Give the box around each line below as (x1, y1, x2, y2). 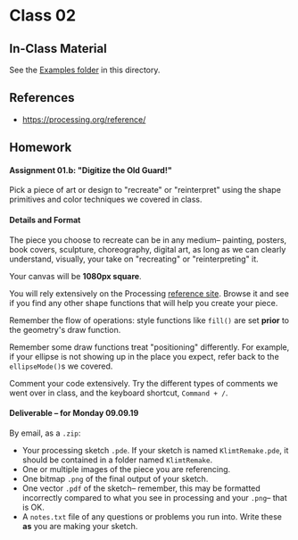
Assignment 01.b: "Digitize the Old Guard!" (9, 164, 172, 175)
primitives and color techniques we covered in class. (9, 194, 203, 205)
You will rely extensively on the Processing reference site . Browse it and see (9, 287, 290, 299)
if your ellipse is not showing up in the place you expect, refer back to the (9, 351, 279, 361)
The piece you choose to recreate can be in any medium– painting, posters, (9, 234, 287, 245)
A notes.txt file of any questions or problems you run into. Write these (21, 511, 283, 522)
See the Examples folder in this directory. (9, 64, 161, 75)
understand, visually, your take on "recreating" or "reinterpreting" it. (9, 253, 259, 264)
